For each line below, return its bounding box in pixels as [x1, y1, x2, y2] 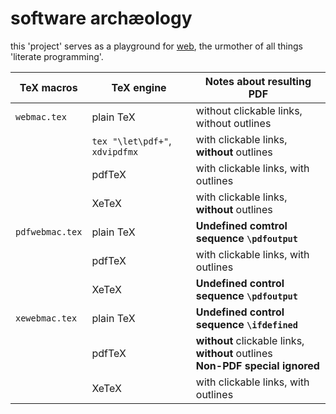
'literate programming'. [10, 50, 104, 62]
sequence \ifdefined [195, 317, 298, 331]
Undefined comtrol [195, 218, 288, 232]
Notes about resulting [204, 74, 312, 88]
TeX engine [111, 80, 167, 94]
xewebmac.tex [15, 312, 78, 324]
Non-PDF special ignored [195, 358, 320, 372]
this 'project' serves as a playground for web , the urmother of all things [10, 40, 303, 52]
